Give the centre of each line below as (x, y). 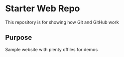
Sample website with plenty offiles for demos (52, 49)
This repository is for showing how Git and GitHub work (62, 22)
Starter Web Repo (43, 9)
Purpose (19, 38)
